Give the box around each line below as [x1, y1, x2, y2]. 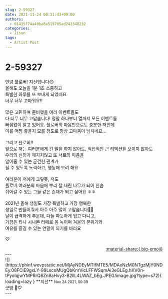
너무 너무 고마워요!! [5, 97, 42, 103]
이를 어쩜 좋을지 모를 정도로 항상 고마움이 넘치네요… [5, 128, 106, 134]
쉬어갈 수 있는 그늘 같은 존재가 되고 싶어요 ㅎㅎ [5, 188, 96, 194]
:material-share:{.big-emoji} [105, 246, 163, 252]
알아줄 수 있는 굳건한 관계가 [5, 158, 59, 164]
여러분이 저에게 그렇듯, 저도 [5, 176, 59, 182]
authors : [5, 17, 23, 22]
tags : [5, 36, 16, 41]
